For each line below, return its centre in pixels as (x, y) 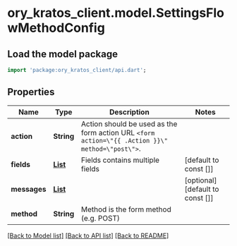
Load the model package (63, 54)
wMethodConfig (56, 28)
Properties (31, 92)
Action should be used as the (129, 123)
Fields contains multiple (120, 160)
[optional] (201, 180)
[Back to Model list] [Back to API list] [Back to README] (88, 235)
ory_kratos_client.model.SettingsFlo (116, 13)
